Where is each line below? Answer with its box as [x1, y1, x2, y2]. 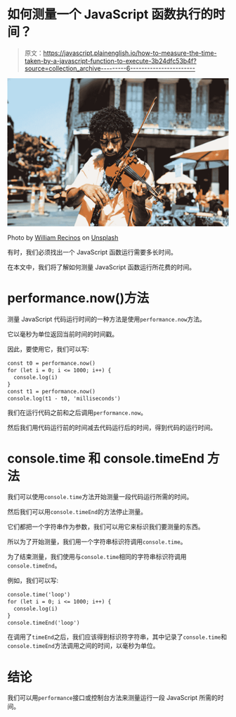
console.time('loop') [7, 592, 71, 599]
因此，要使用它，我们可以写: [7, 345, 90, 353]
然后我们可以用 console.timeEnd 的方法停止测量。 [7, 508, 147, 516]
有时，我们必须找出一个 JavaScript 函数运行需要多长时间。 [7, 247, 178, 256]
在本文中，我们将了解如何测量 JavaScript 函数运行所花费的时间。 [7, 262, 196, 271]
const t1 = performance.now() [7, 388, 96, 395]
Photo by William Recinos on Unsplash [7, 233, 119, 242]
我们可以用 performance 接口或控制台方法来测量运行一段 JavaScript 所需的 [7, 694, 218, 702]
